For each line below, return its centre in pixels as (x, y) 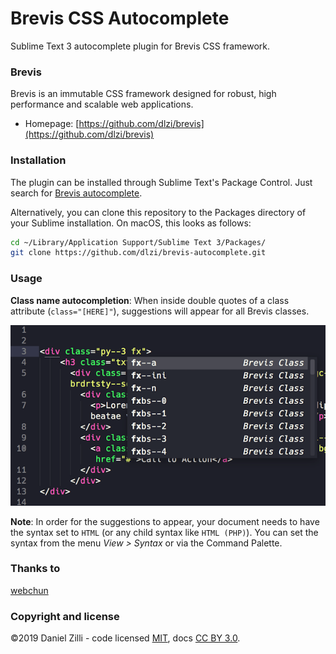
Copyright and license (65, 616)
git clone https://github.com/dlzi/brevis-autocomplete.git (138, 253)
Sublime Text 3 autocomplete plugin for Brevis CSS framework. (140, 46)
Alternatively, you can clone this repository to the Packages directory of (158, 212)
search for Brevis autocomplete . (76, 193)
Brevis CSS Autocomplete (120, 18)
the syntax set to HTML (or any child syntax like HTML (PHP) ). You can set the (164, 532)
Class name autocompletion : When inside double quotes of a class (150, 300)
